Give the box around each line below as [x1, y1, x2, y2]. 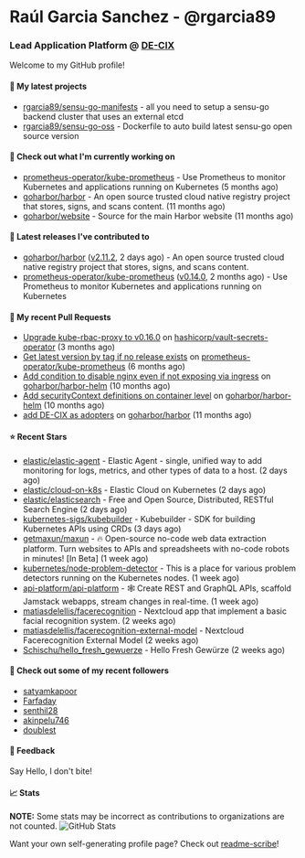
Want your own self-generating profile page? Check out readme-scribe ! [9, 839, 279, 850]
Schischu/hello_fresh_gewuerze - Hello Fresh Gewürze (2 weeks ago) [22, 644, 286, 655]
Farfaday [22, 695, 57, 706]
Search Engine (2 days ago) [22, 503, 128, 514]
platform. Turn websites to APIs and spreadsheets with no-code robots [22, 542, 290, 554]
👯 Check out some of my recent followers [9, 665, 169, 676]
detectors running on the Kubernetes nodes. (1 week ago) [22, 572, 240, 583]
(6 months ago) [127, 361, 185, 372]
